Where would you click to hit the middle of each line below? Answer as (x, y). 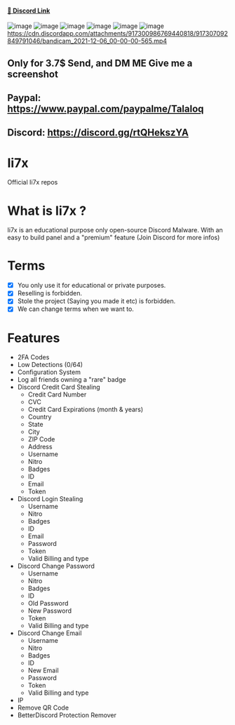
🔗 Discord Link (29, 11)
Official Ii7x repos (33, 182)
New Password (50, 611)
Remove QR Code (43, 708)
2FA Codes (33, 357)
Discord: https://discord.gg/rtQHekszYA (98, 133)
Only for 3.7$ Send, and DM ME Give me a (100, 63)
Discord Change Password (56, 566)
